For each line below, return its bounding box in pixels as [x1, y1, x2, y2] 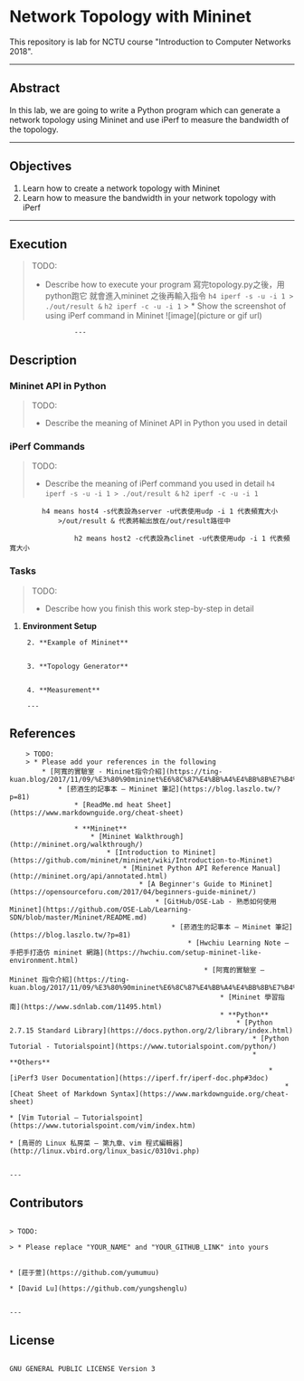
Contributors [9, 1195, 84, 1210]
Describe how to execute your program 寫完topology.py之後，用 [44, 279, 285, 290]
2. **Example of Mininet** [26, 638, 128, 647]
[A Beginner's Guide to [147, 880, 237, 889]
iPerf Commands [9, 440, 86, 452]
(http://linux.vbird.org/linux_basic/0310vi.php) [9, 1147, 201, 1156]
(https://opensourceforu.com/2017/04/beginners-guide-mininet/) [9, 888, 257, 897]
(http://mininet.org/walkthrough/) [9, 840, 144, 850]
